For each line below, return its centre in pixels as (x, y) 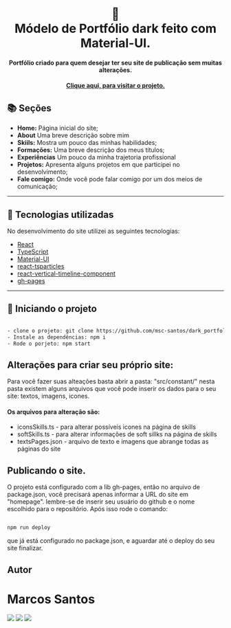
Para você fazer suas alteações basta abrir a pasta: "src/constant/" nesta (111, 381)
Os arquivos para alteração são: (54, 412)
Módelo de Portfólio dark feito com (115, 29)
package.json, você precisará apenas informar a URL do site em (98, 495)
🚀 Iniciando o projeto (52, 309)
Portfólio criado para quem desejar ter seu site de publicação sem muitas (115, 63)
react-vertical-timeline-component (66, 273)
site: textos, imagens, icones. (48, 396)
